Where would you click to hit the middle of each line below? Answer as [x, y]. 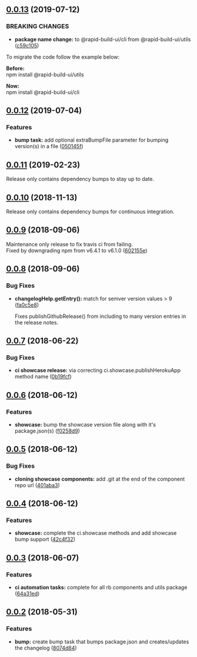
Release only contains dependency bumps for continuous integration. [90, 212]
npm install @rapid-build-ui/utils [45, 74]
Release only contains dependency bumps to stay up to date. [80, 179]
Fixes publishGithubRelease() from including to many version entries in [100, 316]
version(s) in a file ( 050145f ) [49, 146]
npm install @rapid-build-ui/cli [43, 92]
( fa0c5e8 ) [27, 304]
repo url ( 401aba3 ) [37, 485]
